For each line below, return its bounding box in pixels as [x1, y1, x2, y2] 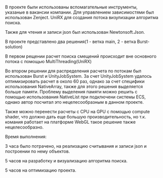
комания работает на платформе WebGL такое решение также [5, 119, 136, 125]
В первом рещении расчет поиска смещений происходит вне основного [5, 53, 157, 59]
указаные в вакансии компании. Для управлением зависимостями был [5, 9, 154, 15]
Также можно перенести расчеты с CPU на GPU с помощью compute [5, 109, 150, 114]
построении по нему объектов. [5, 149, 70, 154]
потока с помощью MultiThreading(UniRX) [5, 59, 92, 64]
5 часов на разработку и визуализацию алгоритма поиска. [5, 158, 128, 163]
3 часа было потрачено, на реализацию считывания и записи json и [5, 143, 147, 149]
